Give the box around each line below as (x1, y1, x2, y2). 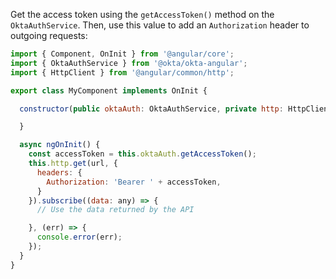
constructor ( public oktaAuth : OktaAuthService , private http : (19, 104, 284, 114)
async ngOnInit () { (19, 140, 101, 150)
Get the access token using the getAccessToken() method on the (10, 9, 275, 20)
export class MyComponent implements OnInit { (10, 85, 208, 96)
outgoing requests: (10, 30, 88, 41)
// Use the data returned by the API (36, 205, 195, 215)
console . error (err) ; (36, 232, 123, 243)
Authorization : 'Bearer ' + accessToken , (46, 177, 222, 187)
